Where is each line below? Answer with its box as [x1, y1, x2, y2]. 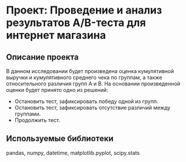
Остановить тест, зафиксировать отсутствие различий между [14, 104, 171, 111]
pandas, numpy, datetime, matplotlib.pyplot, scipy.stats [6, 149, 140, 156]
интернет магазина [6, 29, 106, 42]
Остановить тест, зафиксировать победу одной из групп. [14, 98, 158, 105]
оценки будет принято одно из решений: [6, 87, 108, 93]
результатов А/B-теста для [6, 16, 146, 29]
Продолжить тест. [14, 117, 61, 124]
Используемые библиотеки [6, 134, 114, 144]
